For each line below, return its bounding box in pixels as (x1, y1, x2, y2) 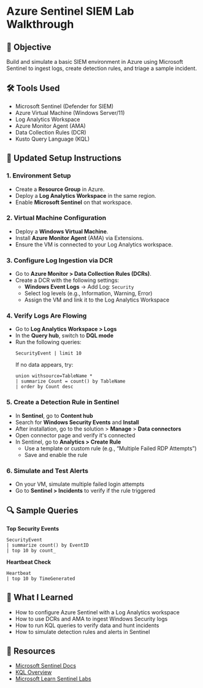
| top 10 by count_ (6, 547, 56, 553)
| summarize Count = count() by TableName (15, 378, 126, 385)
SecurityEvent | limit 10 (15, 350, 82, 357)
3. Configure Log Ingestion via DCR (6, 256, 113, 265)
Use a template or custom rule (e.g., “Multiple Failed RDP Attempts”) (24, 444, 197, 452)
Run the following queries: (15, 338, 82, 346)
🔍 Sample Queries (6, 506, 79, 516)
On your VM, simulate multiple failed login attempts (15, 480, 145, 488)
